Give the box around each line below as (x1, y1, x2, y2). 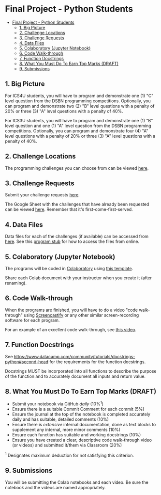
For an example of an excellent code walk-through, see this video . (5, 326, 137, 333)
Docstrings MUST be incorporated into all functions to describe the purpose (5, 368, 157, 374)
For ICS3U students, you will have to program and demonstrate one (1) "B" (5, 117, 153, 123)
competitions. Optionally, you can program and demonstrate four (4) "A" (5, 128, 148, 134)
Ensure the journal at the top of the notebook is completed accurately (12, 411, 151, 417)
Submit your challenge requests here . (5, 192, 80, 198)
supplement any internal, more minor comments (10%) (12, 427, 121, 432)
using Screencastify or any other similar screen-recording (23, 312, 139, 318)
